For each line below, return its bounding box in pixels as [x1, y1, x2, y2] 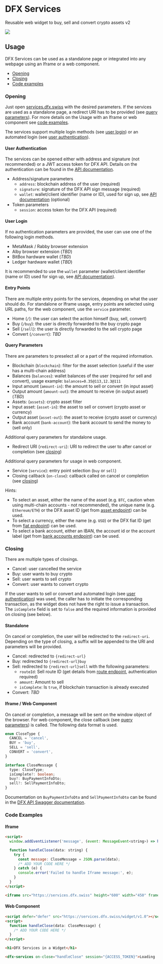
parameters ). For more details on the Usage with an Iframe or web [5, 115, 137, 120]
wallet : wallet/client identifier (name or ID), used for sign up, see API [19, 192, 157, 197]
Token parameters [12, 202, 49, 208]
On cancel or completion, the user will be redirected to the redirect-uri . [5, 634, 150, 639]
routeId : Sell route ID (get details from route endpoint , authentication [19, 669, 157, 675]
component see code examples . [5, 119, 69, 125]
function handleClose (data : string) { [9, 848, 88, 852]
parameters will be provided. [5, 644, 62, 650]
